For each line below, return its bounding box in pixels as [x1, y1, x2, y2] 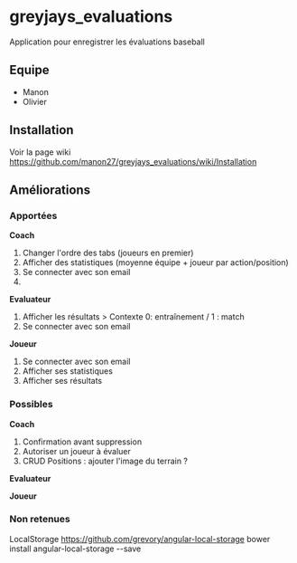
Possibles [9, 398, 53, 411]
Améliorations [9, 182, 91, 197]
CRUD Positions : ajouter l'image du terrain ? [22, 455, 188, 466]
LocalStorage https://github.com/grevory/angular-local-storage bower [9, 533, 271, 544]
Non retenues [9, 513, 70, 526]
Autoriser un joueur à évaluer [22, 445, 131, 456]
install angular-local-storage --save [9, 543, 142, 554]
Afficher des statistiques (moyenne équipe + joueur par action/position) [22, 257, 289, 268]
